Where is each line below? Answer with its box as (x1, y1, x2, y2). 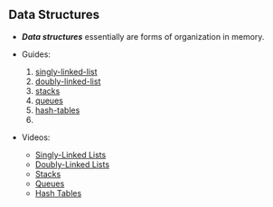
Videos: (21, 131, 51, 143)
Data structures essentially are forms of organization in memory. (21, 31, 265, 42)
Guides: (21, 49, 52, 60)
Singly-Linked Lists (34, 149, 107, 160)
